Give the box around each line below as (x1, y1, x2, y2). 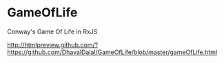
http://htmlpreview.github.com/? (7, 40, 99, 49)
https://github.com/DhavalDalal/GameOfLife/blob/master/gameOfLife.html (7, 48, 218, 56)
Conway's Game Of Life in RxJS (7, 27, 98, 36)
